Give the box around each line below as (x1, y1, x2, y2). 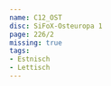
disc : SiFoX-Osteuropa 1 (9, 21, 103, 30)
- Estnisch (9, 55, 51, 64)
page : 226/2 (9, 30, 54, 39)
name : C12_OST (9, 13, 63, 22)
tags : (9, 47, 30, 56)
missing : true (9, 38, 63, 47)
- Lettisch (9, 64, 51, 73)
